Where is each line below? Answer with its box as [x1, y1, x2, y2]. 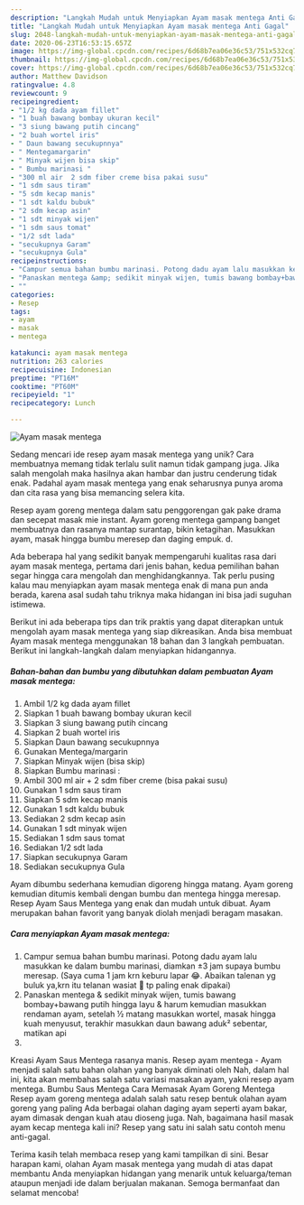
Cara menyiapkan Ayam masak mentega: [10, 928, 170, 939]
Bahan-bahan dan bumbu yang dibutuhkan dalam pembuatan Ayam [10, 665, 274, 677]
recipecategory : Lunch [10, 399, 96, 408]
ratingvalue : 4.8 [10, 80, 76, 89]
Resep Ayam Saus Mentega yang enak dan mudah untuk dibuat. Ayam [10, 897, 272, 908]
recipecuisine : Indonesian [10, 365, 112, 375]
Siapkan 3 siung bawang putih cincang [23, 717, 169, 728]
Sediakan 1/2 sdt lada [23, 841, 104, 853]
